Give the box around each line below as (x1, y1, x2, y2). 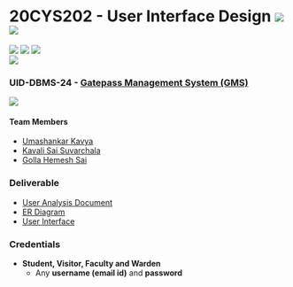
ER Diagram (21, 206, 66, 217)
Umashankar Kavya (21, 136, 94, 147)
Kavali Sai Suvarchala (21, 145, 101, 156)
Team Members (9, 116, 68, 127)
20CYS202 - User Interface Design (9, 6, 272, 27)
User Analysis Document (21, 197, 113, 207)
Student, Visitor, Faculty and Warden (21, 259, 161, 269)
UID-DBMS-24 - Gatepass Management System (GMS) (9, 76, 249, 89)
